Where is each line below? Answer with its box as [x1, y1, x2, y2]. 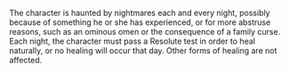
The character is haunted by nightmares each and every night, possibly [9, 8, 270, 18]
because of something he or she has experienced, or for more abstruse [9, 17, 271, 28]
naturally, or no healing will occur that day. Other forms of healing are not [9, 45, 277, 56]
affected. [9, 55, 43, 65]
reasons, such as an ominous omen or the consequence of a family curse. [9, 27, 281, 36]
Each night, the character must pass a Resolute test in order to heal [9, 36, 256, 46]
